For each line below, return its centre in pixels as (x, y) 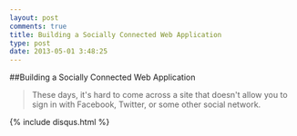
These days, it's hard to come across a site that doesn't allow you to (160, 95)
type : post (30, 43)
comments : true (38, 26)
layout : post (34, 18)
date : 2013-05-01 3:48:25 (58, 52)
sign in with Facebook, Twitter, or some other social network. (146, 104)
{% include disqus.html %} (60, 122)
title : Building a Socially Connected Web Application (116, 34)
